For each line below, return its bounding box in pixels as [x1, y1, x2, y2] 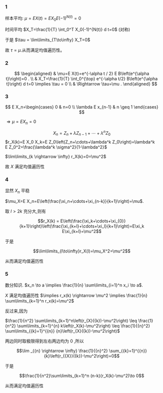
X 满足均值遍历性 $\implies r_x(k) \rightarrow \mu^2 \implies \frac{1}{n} [5, 292, 147, 298]
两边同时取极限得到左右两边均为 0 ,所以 [5, 338, 84, 344]
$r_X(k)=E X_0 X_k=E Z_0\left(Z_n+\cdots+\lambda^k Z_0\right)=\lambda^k [5, 139, 155, 144]
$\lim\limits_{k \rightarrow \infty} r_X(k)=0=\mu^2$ [5, 153, 107, 159]
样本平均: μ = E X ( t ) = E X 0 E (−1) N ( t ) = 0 [5, 15, 81, 22]
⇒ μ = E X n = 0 [6, 119, 36, 126]
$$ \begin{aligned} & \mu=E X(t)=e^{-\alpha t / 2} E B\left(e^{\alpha [14, 71, 149, 76]
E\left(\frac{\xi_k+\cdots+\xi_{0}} [60, 218, 126, 224]
